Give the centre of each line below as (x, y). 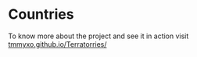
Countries (41, 14)
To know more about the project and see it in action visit (98, 36)
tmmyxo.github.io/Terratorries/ (57, 44)
